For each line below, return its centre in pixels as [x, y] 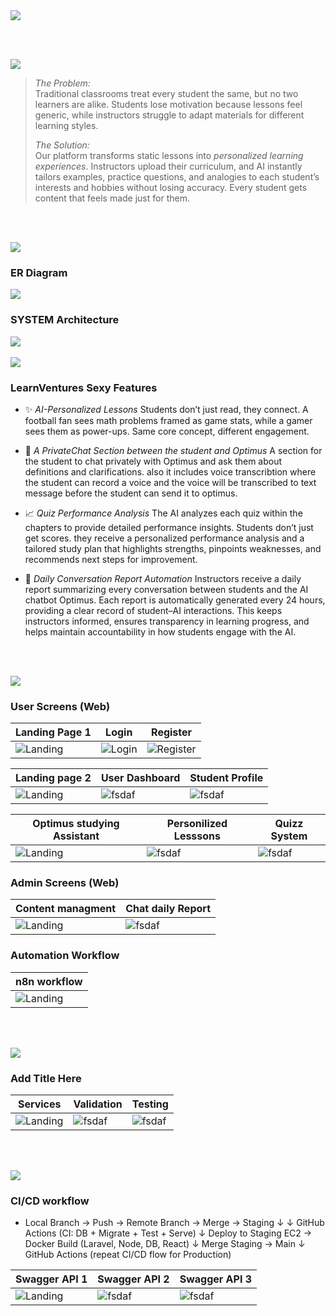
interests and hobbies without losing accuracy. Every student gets [171, 187]
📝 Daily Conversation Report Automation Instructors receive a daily [163, 578]
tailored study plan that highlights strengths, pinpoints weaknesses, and [173, 548]
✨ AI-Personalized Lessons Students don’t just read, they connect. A [166, 409]
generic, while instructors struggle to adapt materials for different [169, 115]
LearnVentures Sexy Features [84, 387]
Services [39, 1104]
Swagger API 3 [216, 1279]
